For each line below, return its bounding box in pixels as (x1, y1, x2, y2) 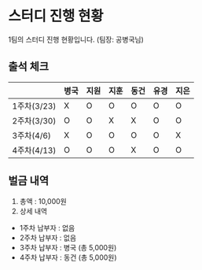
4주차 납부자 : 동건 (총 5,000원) (19, 253, 117, 262)
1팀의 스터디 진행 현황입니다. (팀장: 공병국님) (8, 35, 144, 44)
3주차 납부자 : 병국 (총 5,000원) (19, 242, 117, 252)
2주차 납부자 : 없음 (19, 233, 77, 242)
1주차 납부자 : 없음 (19, 223, 75, 232)
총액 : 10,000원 (19, 196, 67, 205)
